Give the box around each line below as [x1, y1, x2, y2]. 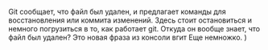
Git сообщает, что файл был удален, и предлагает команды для [8, 7, 227, 16]
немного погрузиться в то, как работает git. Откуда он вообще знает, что [8, 24, 261, 33]
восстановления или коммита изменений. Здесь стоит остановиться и [8, 15, 252, 25]
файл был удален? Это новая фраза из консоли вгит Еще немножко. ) [8, 32, 247, 42]
